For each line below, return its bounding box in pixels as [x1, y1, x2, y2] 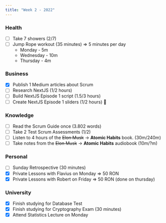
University [5, 189, 32, 196]
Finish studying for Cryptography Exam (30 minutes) [12, 206, 122, 212]
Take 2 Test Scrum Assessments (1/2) [12, 129, 91, 135]
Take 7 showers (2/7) [12, 35, 57, 41]
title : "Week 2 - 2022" [5, 7, 55, 13]
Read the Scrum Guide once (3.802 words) [12, 123, 102, 129]
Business [5, 70, 29, 77]
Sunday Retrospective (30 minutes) [12, 164, 86, 171]
